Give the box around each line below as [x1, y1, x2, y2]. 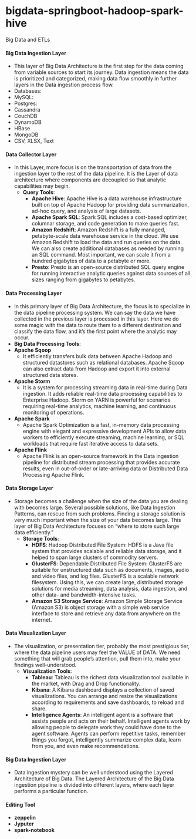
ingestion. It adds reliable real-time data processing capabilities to [22, 390, 183, 397]
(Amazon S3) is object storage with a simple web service [31, 604, 170, 611]
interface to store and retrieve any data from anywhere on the [31, 609, 181, 617]
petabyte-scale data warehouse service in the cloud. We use [31, 233, 179, 240]
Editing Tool [5, 801, 36, 808]
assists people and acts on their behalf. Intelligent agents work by [31, 717, 190, 725]
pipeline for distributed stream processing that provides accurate [22, 459, 180, 466]
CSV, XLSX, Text [13, 137, 54, 144]
